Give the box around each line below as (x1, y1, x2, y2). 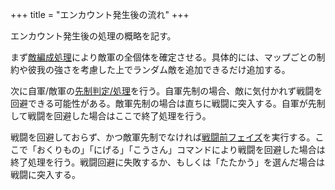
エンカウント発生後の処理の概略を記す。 (10, 30, 177, 42)
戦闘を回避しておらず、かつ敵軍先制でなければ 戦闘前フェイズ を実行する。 (10, 131, 316, 143)
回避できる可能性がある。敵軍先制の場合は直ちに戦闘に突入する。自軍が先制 (10, 98, 326, 109)
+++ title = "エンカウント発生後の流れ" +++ (10, 9, 190, 20)
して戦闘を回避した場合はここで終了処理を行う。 (10, 110, 212, 122)
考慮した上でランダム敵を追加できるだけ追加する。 (79, 64, 291, 75)
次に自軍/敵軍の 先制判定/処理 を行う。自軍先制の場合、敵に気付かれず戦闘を (10, 85, 323, 97)
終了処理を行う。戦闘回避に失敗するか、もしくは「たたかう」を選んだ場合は (10, 156, 325, 168)
